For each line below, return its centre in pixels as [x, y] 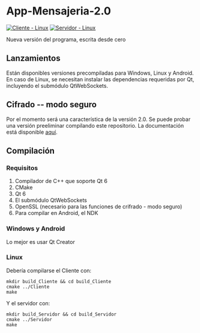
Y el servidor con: [28, 303]
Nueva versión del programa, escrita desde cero [66, 39]
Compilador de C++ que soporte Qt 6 [61, 181]
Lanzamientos [33, 58]
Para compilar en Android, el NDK [56, 213]
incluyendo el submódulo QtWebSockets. [57, 86]
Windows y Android [36, 229]
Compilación [31, 151]
